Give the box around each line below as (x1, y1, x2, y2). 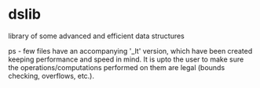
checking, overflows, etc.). (8, 71, 95, 80)
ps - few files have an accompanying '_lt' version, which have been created (8, 46, 253, 55)
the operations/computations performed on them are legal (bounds (8, 62, 225, 72)
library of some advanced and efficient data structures (8, 31, 185, 40)
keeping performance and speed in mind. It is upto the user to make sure (8, 55, 244, 64)
